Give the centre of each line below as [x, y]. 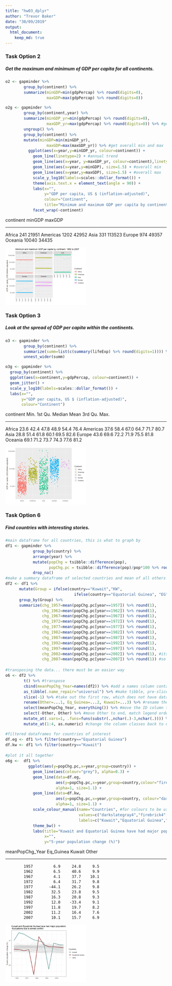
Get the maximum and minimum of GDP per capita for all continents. [80, 69]
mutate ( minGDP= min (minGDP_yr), [57, 140]
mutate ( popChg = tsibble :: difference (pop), [80, 562]
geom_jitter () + [27, 383]
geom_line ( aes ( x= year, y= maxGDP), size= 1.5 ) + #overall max [97, 172]
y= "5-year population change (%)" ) [82, 842]
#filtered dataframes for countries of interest [58, 734]
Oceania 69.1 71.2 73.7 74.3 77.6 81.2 [44, 440]
